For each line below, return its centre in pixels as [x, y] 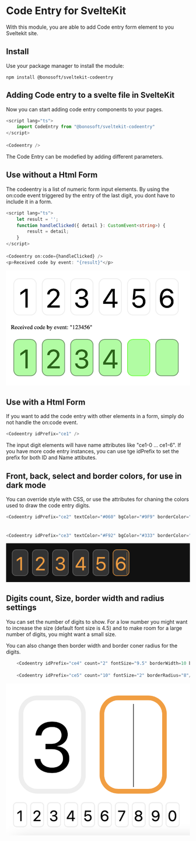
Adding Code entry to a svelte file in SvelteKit [90, 95]
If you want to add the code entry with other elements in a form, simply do [95, 416]
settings [21, 608]
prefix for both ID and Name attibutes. [52, 457]
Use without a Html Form [52, 175]
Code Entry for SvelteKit [66, 11]
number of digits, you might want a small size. [61, 634]
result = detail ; [48, 232]
